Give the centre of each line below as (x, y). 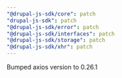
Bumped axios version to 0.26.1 (52, 67)
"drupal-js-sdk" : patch (42, 21)
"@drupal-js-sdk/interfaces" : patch (61, 34)
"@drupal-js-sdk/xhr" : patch (50, 47)
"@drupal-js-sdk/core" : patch (51, 14)
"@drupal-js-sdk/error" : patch (53, 27)
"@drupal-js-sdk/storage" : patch (56, 40)
